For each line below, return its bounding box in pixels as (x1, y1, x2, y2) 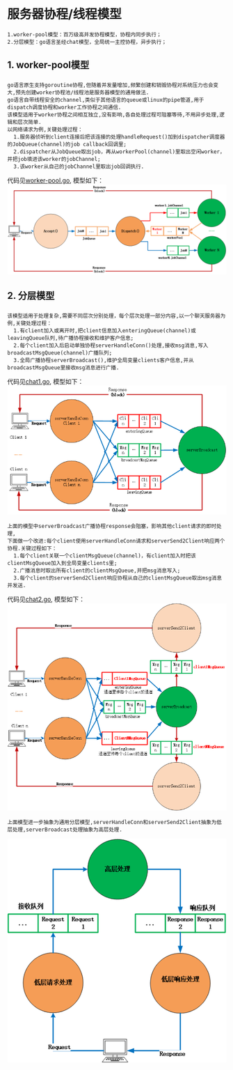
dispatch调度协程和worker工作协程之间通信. (7, 104, 122, 111)
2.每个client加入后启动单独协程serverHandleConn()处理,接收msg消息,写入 (13, 342, 209, 349)
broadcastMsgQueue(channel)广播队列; (7, 350, 113, 357)
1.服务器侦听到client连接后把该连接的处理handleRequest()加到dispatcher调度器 (13, 134, 225, 141)
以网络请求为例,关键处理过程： (7, 126, 83, 133)
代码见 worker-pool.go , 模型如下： (7, 176, 104, 185)
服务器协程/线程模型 (7, 6, 122, 22)
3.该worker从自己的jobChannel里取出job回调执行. (13, 163, 145, 171)
